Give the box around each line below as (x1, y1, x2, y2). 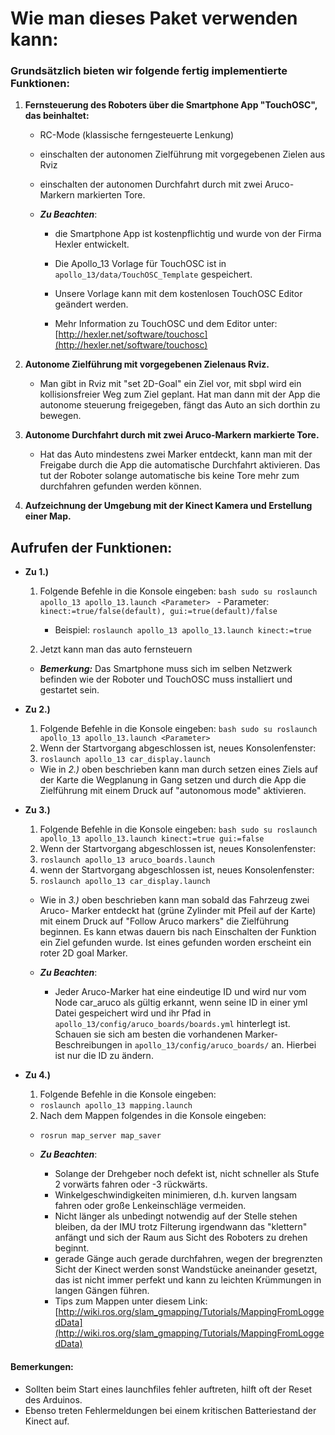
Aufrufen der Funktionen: (10, 539, 173, 556)
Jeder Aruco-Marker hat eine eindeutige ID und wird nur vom (54, 986, 307, 998)
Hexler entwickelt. (54, 238, 130, 251)
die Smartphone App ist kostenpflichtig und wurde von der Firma (54, 228, 322, 240)
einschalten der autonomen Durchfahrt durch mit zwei (39, 178, 263, 191)
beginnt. (54, 1242, 90, 1254)
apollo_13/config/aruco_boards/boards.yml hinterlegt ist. (54, 1018, 291, 1030)
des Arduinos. (24, 1393, 83, 1406)
